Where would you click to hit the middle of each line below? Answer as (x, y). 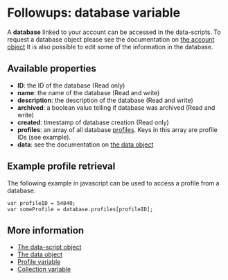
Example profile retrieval (61, 166)
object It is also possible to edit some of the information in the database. (110, 47)
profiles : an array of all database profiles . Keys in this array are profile (117, 129)
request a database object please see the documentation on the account (111, 39)
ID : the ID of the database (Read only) (71, 85)
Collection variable (44, 270)
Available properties (52, 68)
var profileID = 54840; (42, 203)
